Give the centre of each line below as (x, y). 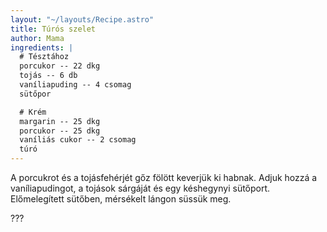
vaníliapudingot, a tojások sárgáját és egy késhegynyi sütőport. (140, 188)
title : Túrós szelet (53, 29)
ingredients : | (42, 47)
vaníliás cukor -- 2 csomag (78, 140)
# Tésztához (44, 57)
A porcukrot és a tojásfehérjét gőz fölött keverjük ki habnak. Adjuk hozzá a (164, 177)
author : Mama (37, 38)
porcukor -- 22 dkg (60, 66)
